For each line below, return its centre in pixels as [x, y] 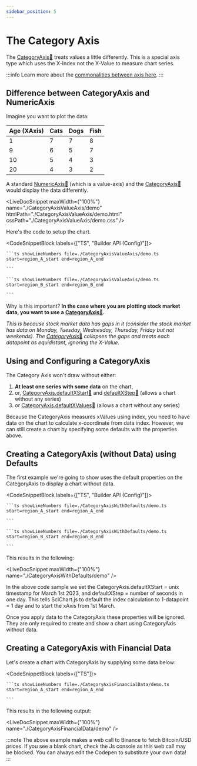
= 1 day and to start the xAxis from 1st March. [61, 606]
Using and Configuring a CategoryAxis [78, 361]
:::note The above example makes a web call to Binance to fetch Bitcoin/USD [99, 740]
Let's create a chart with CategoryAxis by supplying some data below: [91, 662]
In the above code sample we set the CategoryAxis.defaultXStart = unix [93, 587]
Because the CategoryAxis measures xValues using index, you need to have [98, 417]
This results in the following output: [49, 711]
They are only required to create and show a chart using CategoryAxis [91, 623]
